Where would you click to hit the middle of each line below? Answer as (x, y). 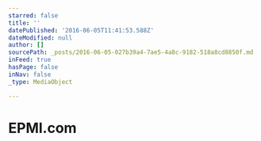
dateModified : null (40, 38)
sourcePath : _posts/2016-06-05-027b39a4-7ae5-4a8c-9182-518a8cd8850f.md (131, 52)
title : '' (25, 23)
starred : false (33, 15)
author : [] (26, 45)
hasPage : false (33, 67)
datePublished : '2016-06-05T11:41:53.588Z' (81, 30)
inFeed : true (30, 60)
